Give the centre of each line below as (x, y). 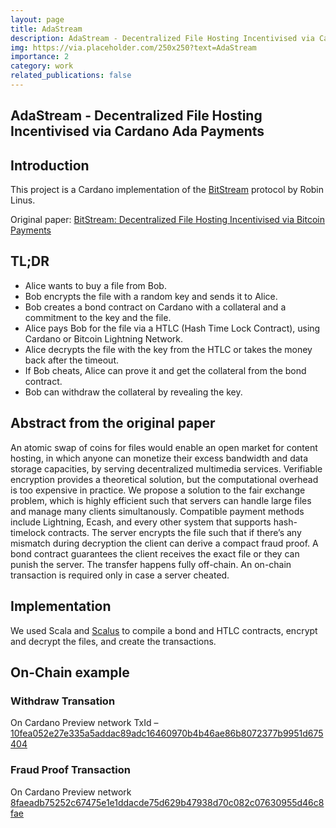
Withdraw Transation (63, 701)
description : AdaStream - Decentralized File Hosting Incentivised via (162, 38)
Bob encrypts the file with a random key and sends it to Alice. (151, 296)
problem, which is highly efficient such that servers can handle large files (161, 500)
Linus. (23, 200)
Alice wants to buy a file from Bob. (95, 285)
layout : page (37, 19)
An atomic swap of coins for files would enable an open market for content (164, 447)
